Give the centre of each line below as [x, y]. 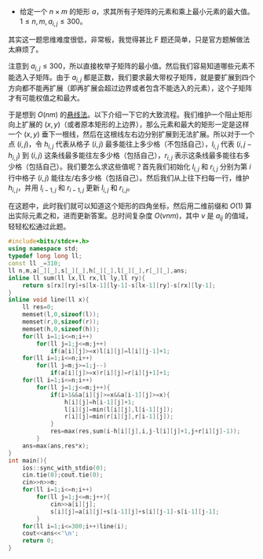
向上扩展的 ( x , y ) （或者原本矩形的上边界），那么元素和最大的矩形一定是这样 [129, 125]
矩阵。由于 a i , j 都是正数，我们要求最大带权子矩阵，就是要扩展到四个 [145, 78]
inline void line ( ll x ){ [49, 300]
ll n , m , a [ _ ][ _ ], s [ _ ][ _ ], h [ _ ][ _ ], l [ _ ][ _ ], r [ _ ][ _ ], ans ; [98, 270]
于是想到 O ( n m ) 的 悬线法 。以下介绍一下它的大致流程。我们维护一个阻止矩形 [130, 115]
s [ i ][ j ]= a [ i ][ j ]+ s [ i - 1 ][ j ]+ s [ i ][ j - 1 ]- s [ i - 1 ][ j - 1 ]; [135, 512]
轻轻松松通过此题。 [39, 227]
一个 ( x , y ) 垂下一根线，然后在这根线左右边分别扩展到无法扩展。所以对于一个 [131, 134]
